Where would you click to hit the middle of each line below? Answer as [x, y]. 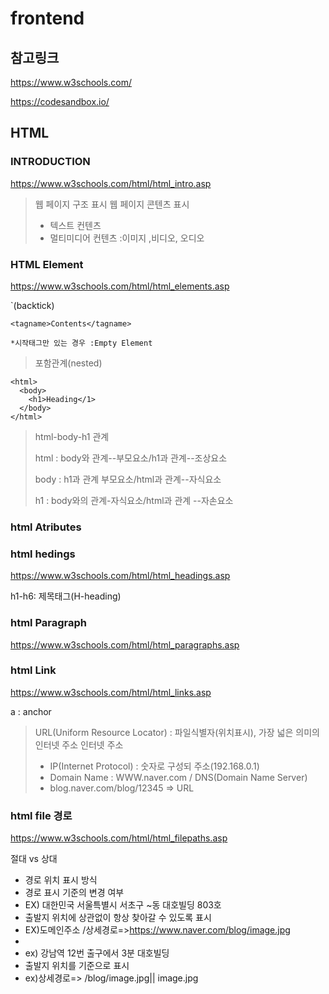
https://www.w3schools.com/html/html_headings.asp [120, 576]
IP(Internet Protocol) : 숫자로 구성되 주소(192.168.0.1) [154, 766]
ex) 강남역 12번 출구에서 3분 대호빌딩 [97, 953]
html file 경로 [41, 815]
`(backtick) [32, 305]
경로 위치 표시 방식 [61, 880]
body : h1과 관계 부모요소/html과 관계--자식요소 [128, 479]
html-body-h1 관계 [72, 436]
